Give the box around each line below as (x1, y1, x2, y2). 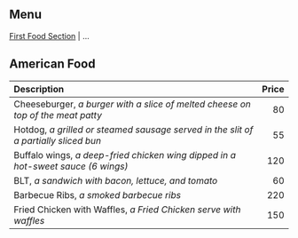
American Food (9, 57, 96, 72)
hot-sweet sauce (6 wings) (13, 160, 129, 172)
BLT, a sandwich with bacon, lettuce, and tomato (13, 174, 218, 186)
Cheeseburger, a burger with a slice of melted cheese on (13, 98, 251, 110)
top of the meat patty (13, 108, 102, 121)
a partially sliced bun (13, 134, 102, 147)
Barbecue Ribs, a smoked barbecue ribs (13, 188, 182, 201)
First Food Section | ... (9, 30, 90, 41)
